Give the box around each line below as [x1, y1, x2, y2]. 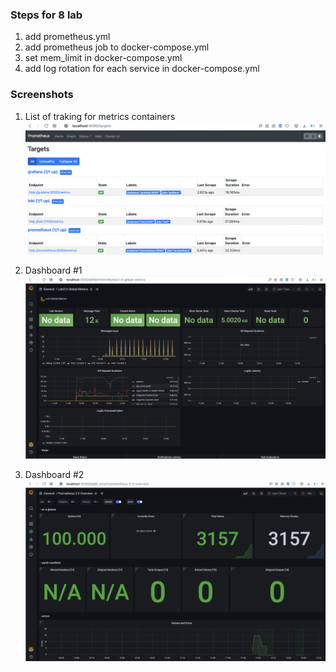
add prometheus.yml [24, 31, 111, 43]
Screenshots [10, 88, 74, 102]
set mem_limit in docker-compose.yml [24, 52, 183, 64]
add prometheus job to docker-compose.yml [24, 41, 210, 53]
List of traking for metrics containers [24, 110, 176, 122]
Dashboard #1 [24, 264, 83, 277]
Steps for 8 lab [10, 8, 83, 22]
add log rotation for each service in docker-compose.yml [24, 63, 260, 75]
